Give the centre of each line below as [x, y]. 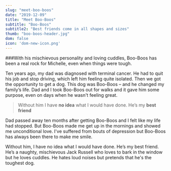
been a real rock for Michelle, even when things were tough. [69, 63]
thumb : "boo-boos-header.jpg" [38, 34]
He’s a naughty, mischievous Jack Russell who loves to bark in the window [84, 152]
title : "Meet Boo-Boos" [31, 19]
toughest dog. [20, 163]
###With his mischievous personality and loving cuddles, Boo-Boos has [81, 58]
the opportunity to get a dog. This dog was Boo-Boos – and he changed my [85, 84]
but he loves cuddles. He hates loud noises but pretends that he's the [79, 157]
